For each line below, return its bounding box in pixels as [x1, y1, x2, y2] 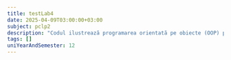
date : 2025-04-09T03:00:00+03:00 [7, 17, 103, 23]
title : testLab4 [7, 10, 54, 17]
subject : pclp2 [7, 23, 51, 30]
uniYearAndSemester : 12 [7, 42, 76, 49]
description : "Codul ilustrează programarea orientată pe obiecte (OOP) [7, 29, 220, 37]
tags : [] [7, 36, 32, 43]
